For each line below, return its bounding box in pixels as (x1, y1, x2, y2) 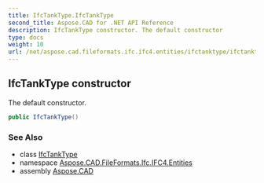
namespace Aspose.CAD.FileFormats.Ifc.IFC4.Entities (19, 158, 192, 167)
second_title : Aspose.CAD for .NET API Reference (8, 19, 174, 27)
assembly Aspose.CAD (19, 166, 94, 175)
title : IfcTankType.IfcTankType (8, 11, 114, 20)
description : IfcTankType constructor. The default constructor (8, 26, 223, 34)
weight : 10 (8, 41, 44, 49)
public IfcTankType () (8, 113, 79, 121)
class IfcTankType (19, 149, 79, 159)
